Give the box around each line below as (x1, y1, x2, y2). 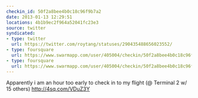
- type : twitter (6, 36, 46, 42)
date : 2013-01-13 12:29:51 (6, 14, 72, 20)
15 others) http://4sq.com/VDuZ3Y (6, 86, 90, 93)
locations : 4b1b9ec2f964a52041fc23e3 (6, 19, 99, 25)
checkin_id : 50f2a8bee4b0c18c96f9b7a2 (6, 8, 101, 15)
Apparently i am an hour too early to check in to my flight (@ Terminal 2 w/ (6, 79, 187, 86)
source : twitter (6, 25, 46, 31)
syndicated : (6, 31, 35, 36)
